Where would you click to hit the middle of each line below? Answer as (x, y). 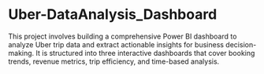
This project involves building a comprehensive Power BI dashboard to (123, 36)
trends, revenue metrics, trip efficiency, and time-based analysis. (114, 61)
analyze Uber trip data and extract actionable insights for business (116, 44)
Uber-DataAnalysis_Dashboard (113, 15)
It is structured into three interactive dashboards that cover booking (145, 53)
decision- (241, 44)
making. (21, 53)
